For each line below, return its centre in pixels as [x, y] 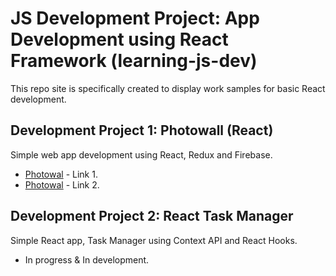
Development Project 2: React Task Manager [152, 216]
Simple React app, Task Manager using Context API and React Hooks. [154, 240]
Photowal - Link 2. [62, 184]
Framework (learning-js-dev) [134, 61]
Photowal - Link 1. [61, 174]
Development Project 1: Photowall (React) [142, 130]
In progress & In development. [87, 259]
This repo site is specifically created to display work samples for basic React [168, 88]
